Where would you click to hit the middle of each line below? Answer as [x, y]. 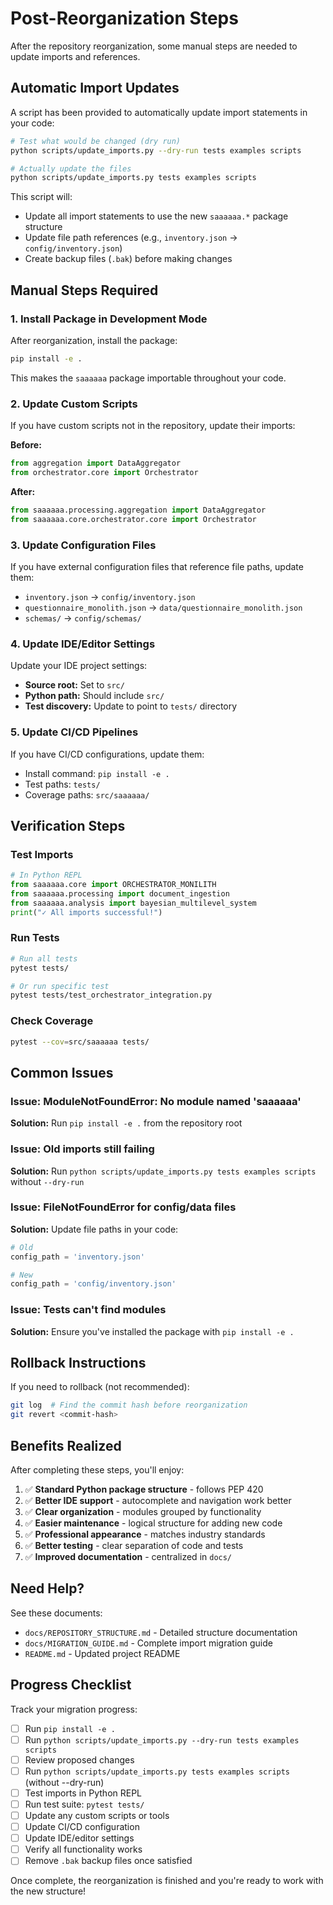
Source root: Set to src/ [74, 685]
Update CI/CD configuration [82, 1827]
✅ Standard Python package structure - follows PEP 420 [144, 1489]
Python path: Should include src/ [94, 696]
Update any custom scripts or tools [97, 1815]
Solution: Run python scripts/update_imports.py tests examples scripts [163, 1171]
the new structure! [48, 1891]
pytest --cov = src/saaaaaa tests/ [80, 1042]
